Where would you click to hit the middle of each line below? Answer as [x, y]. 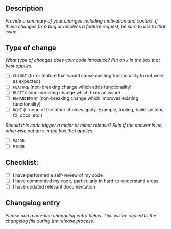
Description [24, 8]
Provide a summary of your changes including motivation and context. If [82, 20]
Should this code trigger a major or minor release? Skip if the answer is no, [84, 125]
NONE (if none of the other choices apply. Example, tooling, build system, [88, 109]
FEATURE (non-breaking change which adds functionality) [72, 87]
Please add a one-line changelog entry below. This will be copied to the [81, 215]
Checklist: [22, 163]
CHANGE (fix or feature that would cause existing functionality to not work [88, 75]
